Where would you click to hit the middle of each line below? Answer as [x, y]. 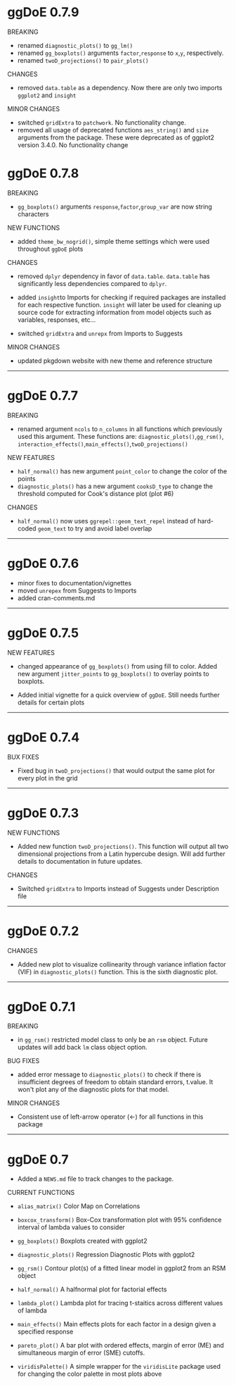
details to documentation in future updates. [80, 861]
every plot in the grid [48, 778]
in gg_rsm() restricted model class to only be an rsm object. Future [113, 1040]
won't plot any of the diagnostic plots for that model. [93, 1090]
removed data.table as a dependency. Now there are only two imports [120, 87]
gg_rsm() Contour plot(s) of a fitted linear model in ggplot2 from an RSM [122, 1268]
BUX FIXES [24, 757]
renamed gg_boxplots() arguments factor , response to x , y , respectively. [120, 53]
